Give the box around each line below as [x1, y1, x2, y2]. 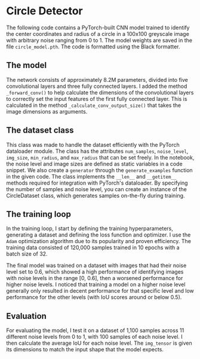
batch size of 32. [6, 250, 48, 257]
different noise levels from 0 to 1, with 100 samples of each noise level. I [6, 333, 183, 340]
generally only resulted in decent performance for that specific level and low [6, 287, 194, 294]
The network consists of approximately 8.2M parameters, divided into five [6, 76, 188, 83]
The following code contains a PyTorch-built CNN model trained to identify [6, 24, 190, 31]
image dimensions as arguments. [6, 108, 88, 115]
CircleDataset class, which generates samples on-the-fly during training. [6, 192, 185, 199]
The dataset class [6, 125, 74, 136]
